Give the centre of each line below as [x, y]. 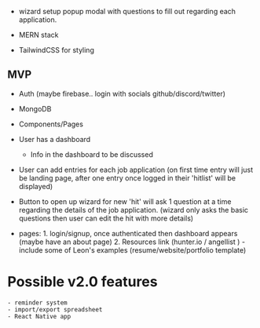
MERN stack [38, 35]
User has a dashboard [55, 139]
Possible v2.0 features [82, 282]
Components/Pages [51, 124]
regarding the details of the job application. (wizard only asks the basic [134, 210]
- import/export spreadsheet [55, 309]
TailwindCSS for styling [57, 50]
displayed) [36, 186]
